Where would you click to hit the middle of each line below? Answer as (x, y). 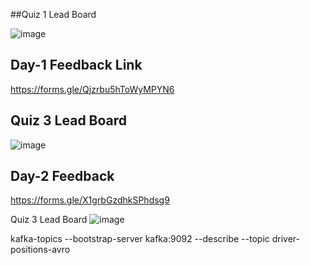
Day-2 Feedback (62, 176)
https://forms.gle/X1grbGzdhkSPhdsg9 (90, 200)
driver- (285, 239)
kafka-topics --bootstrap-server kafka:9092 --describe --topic (140, 239)
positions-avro (40, 250)
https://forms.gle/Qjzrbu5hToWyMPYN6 (92, 89)
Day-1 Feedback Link (76, 65)
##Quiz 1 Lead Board (53, 14)
